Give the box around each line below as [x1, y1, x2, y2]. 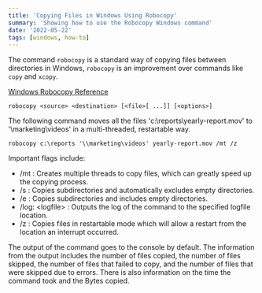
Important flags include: [8, 154, 86, 163]
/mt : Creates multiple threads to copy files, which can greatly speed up [19, 169, 252, 178]
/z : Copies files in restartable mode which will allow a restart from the [19, 219, 246, 228]
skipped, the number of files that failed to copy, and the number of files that [8, 259, 253, 269]
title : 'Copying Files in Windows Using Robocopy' [8, 11, 178, 20]
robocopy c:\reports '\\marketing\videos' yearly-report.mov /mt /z [8, 139, 238, 148]
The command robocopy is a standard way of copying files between [8, 55, 227, 65]
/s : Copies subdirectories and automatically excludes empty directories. [19, 186, 255, 195]
